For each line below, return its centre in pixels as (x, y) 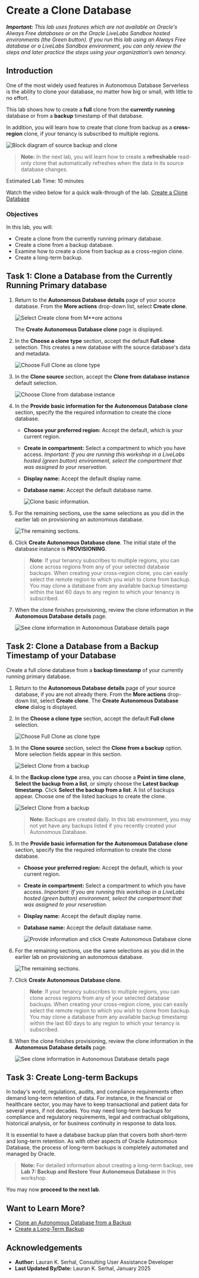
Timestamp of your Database (61, 656)
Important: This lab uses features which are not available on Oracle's (92, 27)
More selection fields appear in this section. (68, 754)
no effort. (18, 98)
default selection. (36, 383)
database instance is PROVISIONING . (61, 549)
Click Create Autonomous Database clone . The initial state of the (95, 542)
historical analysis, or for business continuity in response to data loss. (91, 1123)
